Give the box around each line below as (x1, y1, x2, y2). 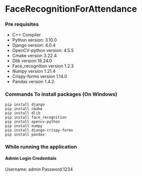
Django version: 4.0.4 (12, 43, 56, 48)
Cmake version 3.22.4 (12, 53, 57, 59)
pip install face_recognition (5, 115, 67, 120)
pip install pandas (5, 132, 45, 137)
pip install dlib (5, 110, 41, 115)
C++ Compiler (12, 32, 41, 38)
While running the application (5, 143, 77, 150)
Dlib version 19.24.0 (12, 58, 52, 64)
